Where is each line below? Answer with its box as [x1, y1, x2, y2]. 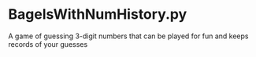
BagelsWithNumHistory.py [8, 5, 187, 23]
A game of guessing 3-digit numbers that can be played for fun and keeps [8, 31, 249, 41]
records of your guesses [8, 39, 88, 48]
